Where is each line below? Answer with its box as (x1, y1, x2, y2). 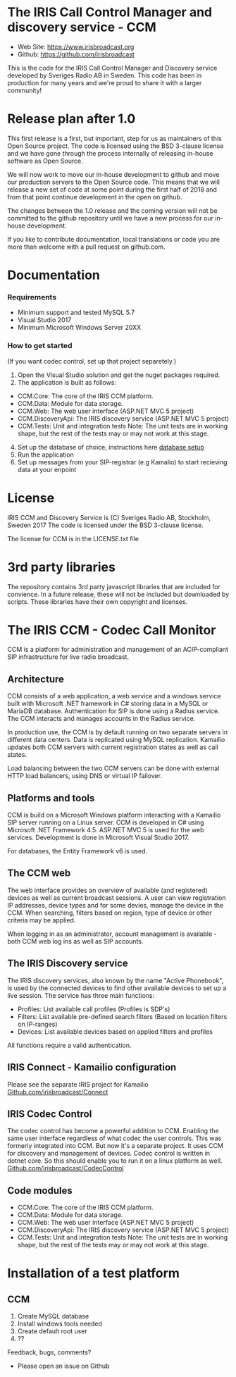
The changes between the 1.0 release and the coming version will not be (7, 206, 218, 215)
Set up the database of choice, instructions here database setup (17, 443, 204, 451)
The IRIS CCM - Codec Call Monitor (7, 622, 216, 638)
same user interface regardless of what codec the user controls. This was (7, 1134, 222, 1142)
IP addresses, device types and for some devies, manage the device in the (7, 901, 224, 909)
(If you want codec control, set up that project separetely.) (7, 357, 177, 365)
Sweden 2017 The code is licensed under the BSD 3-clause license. (7, 521, 204, 529)
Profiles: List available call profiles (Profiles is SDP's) (17, 1005, 170, 1013)
